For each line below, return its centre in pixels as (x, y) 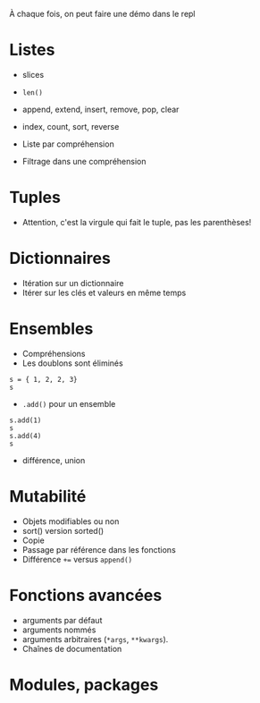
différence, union (54, 460)
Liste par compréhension (68, 144)
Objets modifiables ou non (71, 521)
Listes (32, 50)
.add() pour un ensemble (69, 403)
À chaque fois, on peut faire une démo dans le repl (102, 14)
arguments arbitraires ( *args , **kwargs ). (95, 639)
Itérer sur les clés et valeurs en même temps (104, 292)
